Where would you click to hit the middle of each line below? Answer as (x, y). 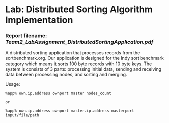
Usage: (13, 84)
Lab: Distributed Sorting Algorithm (79, 9)
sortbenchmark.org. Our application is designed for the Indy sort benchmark (84, 58)
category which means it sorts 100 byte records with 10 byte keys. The (79, 64)
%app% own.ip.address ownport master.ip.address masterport (70, 111)
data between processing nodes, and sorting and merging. (66, 75)
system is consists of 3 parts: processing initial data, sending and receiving (83, 69)
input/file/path (22, 115)
